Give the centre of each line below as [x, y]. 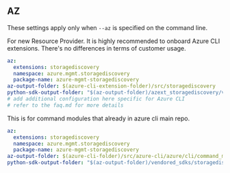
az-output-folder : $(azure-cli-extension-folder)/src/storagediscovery [111, 86]
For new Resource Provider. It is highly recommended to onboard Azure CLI [114, 41]
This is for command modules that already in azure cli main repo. [99, 118]
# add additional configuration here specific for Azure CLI [96, 99]
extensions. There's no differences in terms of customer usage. [97, 48]
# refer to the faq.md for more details [66, 105]
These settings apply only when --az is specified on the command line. [107, 27]
